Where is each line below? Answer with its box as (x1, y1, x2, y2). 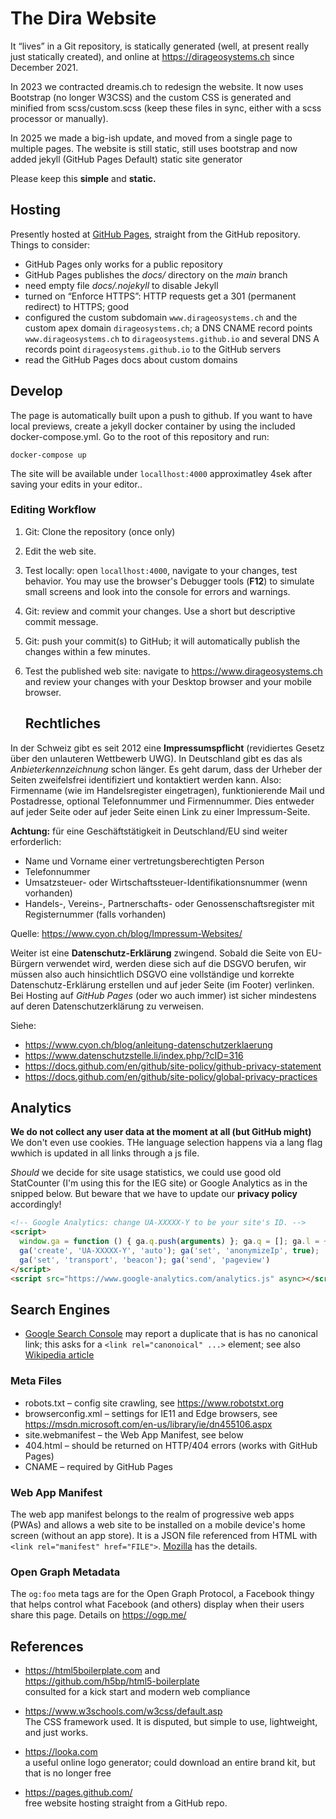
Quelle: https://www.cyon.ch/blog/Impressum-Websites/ (10, 927, 243, 939)
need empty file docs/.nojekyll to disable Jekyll (24, 279, 219, 291)
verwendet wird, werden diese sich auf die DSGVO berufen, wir (45, 957, 307, 969)
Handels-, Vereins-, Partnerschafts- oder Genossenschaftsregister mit (24, 897, 315, 909)
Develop (10, 383, 63, 400)
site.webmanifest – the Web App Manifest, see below (24, 1428, 244, 1441)
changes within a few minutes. (24, 645, 151, 657)
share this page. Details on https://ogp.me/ (10, 1609, 187, 1621)
